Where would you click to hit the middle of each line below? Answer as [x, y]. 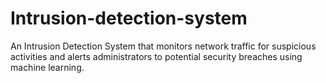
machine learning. [47, 67]
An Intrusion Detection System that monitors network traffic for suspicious [163, 46]
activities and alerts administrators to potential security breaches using [156, 56]
